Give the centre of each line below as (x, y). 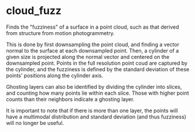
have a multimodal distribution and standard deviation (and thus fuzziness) (96, 117)
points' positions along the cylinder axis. (55, 75)
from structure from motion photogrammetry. (61, 33)
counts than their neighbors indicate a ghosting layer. (70, 99)
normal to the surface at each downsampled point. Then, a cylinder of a (93, 50)
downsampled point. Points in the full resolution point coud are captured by (97, 63)
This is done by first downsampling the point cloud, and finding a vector (93, 44)
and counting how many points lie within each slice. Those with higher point (97, 93)
